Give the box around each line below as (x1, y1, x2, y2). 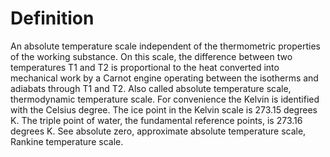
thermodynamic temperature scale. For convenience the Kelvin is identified (10, 93, 320, 105)
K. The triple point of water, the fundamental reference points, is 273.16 (10, 114, 303, 126)
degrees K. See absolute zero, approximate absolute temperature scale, (10, 125, 307, 137)
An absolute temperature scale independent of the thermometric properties (10, 40, 321, 52)
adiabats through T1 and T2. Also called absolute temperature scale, (10, 82, 292, 94)
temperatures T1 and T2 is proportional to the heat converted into (10, 61, 280, 73)
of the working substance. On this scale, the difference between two (10, 50, 293, 62)
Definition (10, 7, 95, 30)
